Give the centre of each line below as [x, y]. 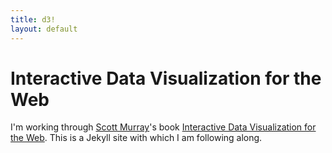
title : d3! [33, 19]
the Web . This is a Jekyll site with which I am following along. [136, 138]
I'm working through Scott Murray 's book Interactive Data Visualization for [163, 127]
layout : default [44, 29]
